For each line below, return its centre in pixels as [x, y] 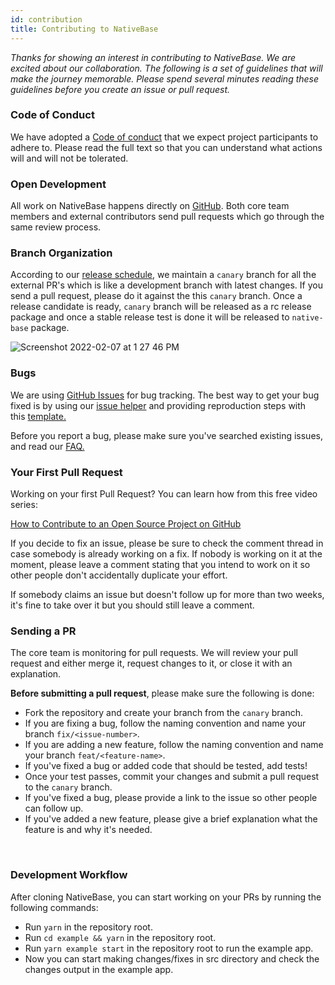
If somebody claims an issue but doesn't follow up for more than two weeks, [167, 594]
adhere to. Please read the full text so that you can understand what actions [166, 147]
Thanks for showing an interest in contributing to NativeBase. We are [153, 57]
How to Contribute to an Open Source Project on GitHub [126, 523]
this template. [38, 416]
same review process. [56, 227]
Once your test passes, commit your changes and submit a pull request [172, 777]
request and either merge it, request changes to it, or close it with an [151, 663]
